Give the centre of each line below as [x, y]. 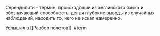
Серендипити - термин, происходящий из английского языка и [74, 7]
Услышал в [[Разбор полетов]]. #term [46, 28]
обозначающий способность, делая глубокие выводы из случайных [80, 13]
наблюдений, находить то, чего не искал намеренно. [64, 18]
